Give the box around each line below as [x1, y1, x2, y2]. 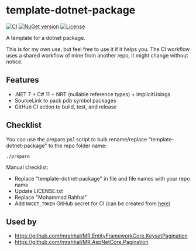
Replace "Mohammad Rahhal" [14, 194, 87, 201]
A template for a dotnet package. [6, 34, 86, 41]
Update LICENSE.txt [14, 187, 63, 194]
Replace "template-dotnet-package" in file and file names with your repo [14, 175, 190, 182]
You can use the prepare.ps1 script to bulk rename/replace [6, 135, 147, 143]
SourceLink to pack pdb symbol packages [14, 97, 116, 104]
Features [6, 75, 39, 85]
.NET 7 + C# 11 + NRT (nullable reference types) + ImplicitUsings [14, 90, 171, 97]
